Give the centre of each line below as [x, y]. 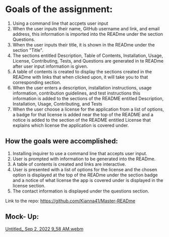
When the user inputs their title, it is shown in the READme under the [83, 44]
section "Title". [28, 50]
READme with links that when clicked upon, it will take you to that [80, 77]
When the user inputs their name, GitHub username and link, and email [86, 28]
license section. [29, 185]
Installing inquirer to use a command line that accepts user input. [80, 153]
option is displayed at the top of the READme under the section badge [85, 175]
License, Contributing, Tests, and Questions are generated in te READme [88, 61]
